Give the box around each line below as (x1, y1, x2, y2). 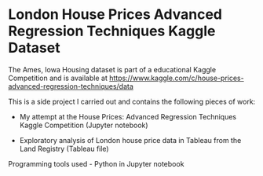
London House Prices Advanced (8, 5, 222, 24)
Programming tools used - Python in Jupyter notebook (8, 159, 184, 168)
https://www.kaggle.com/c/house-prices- (108, 73, 245, 82)
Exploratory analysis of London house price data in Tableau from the (19, 135, 242, 145)
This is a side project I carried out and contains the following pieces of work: (8, 97, 256, 106)
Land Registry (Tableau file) (19, 144, 109, 153)
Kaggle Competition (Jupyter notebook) (19, 120, 148, 130)
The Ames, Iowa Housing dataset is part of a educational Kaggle (8, 64, 217, 74)
